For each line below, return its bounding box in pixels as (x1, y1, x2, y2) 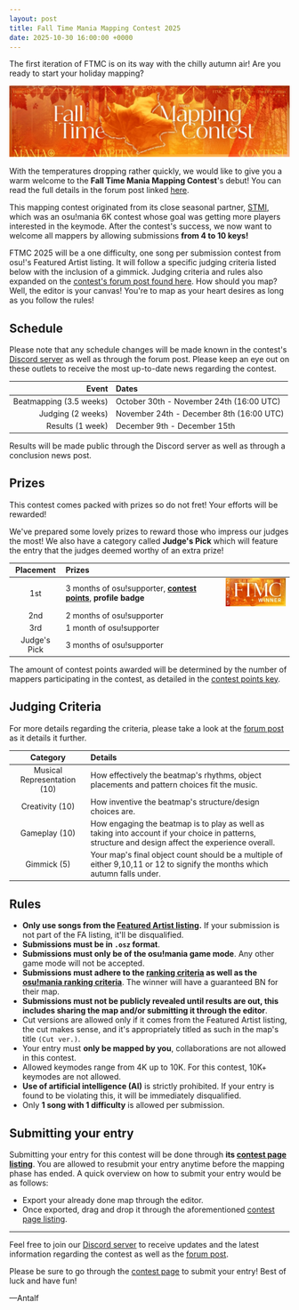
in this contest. (21, 1053, 77, 1063)
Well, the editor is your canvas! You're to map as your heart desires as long (9, 286, 285, 296)
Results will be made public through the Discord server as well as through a (9, 441, 287, 451)
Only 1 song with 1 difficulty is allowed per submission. (21, 1100, 225, 1111)
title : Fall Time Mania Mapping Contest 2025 (9, 23, 181, 33)
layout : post (9, 14, 58, 23)
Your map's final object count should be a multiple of (90, 850, 283, 861)
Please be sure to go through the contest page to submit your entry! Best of (9, 1266, 287, 1277)
